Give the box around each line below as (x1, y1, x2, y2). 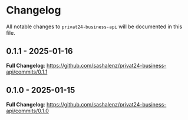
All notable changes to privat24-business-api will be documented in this (6, 23, 183, 30)
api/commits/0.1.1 (6, 68, 48, 75)
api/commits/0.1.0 (6, 107, 49, 114)
